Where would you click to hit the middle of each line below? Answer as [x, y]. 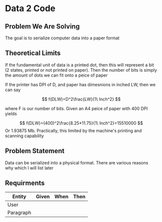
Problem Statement [35, 151]
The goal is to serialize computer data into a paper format [62, 38]
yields [11, 113]
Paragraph [19, 213]
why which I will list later [29, 168]
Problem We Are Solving [42, 26]
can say [13, 90]
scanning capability [25, 136]
